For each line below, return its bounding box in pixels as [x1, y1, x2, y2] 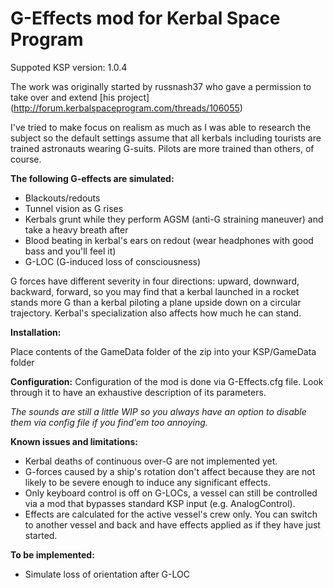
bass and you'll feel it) [24, 245, 117, 257]
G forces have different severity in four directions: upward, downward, [10, 275, 300, 287]
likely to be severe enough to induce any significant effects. [24, 476, 272, 488]
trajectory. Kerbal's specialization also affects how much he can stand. [10, 307, 302, 319]
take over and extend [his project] [10, 91, 150, 103]
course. [10, 153, 42, 165]
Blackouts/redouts [24, 192, 101, 204]
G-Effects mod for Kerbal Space [10, 7, 281, 30]
